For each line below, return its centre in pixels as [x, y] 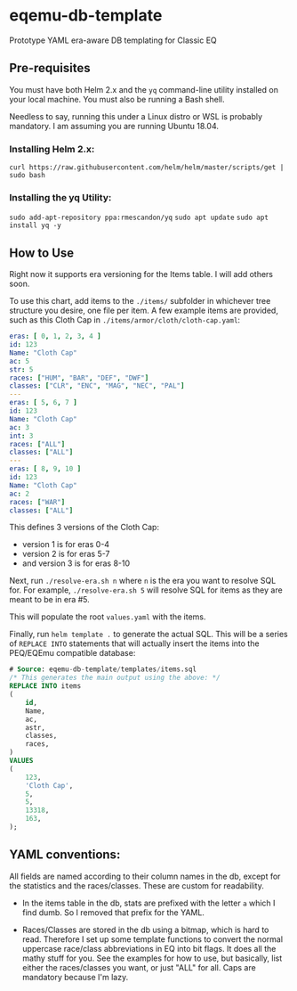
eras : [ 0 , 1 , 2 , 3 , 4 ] [55, 336]
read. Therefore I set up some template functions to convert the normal [152, 939]
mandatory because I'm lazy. [75, 977]
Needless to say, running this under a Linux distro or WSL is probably [136, 116]
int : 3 [21, 436]
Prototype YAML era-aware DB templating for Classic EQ [113, 40]
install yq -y [36, 225]
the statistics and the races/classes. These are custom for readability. [136, 885]
